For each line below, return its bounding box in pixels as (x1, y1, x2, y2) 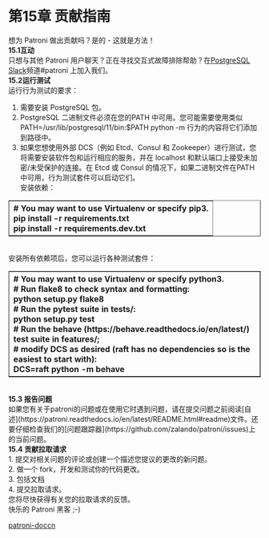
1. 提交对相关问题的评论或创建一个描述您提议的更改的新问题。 (8, 454, 212, 463)
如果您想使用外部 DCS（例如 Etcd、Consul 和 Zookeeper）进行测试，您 (19, 142, 257, 152)
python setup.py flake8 (13, 293, 104, 305)
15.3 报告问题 (8, 394, 53, 403)
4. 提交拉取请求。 (8, 484, 66, 494)
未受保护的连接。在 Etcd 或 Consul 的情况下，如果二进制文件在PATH (29, 162, 255, 172)
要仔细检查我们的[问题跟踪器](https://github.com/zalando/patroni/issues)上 (8, 424, 256, 434)
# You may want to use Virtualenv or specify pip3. (13, 202, 209, 213)
